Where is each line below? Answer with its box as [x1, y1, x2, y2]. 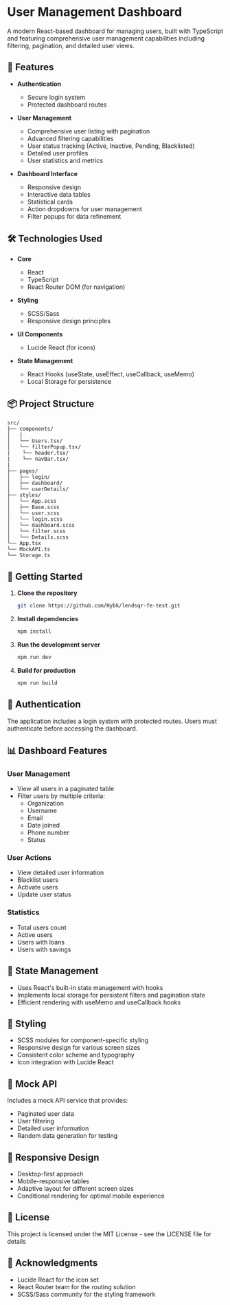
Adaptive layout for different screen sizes [16, 1185, 134, 1193]
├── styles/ [7, 492, 41, 499]
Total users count [16, 923, 67, 931]
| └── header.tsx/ [7, 450, 69, 457]
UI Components [16, 330, 63, 338]
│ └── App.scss [7, 498, 57, 505]
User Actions [7, 853, 51, 863]
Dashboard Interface [16, 169, 78, 177]
